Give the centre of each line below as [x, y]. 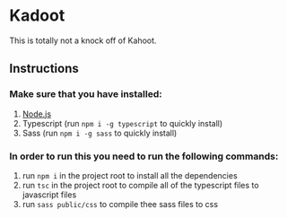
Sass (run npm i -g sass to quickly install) [100, 133]
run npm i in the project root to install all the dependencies [130, 175]
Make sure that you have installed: [86, 94]
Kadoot [37, 16]
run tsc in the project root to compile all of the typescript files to [140, 185]
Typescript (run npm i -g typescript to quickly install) [122, 123]
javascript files [49, 195]
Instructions [44, 69]
